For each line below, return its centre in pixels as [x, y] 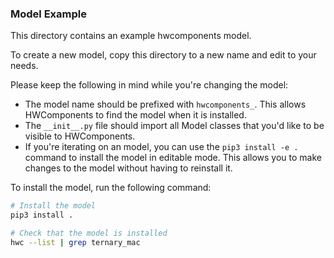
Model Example [48, 14]
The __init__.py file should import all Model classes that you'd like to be [174, 126]
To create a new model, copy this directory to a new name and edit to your [163, 55]
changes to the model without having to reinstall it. [128, 168]
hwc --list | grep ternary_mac [75, 242]
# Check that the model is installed [89, 233]
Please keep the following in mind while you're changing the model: [149, 85]
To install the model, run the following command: [111, 188]
